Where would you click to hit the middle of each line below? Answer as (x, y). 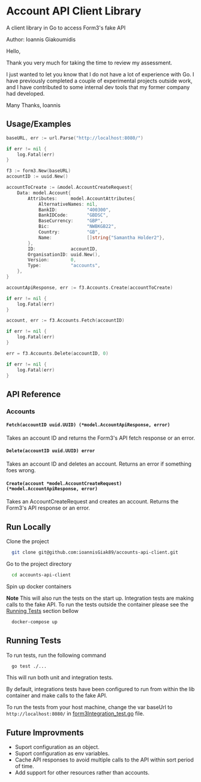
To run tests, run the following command (56, 655)
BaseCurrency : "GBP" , (70, 221)
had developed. (25, 93)
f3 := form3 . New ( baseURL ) (38, 171)
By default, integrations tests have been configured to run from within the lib (100, 689)
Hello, (13, 51)
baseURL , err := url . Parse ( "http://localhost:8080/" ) (75, 138)
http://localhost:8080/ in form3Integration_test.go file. (75, 713)
